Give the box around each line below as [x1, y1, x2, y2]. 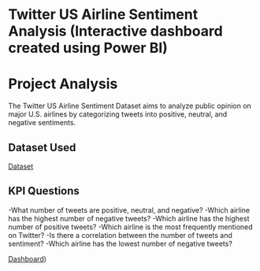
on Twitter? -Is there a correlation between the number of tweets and [8, 230, 232, 239]
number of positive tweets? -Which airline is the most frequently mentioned [8, 222, 254, 232]
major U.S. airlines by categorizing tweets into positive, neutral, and [8, 110, 228, 119]
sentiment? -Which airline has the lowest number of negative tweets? [8, 239, 232, 248]
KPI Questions [8, 184, 80, 198]
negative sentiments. [8, 118, 76, 128]
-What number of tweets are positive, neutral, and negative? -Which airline [8, 205, 251, 214]
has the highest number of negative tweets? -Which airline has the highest [8, 213, 250, 223]
